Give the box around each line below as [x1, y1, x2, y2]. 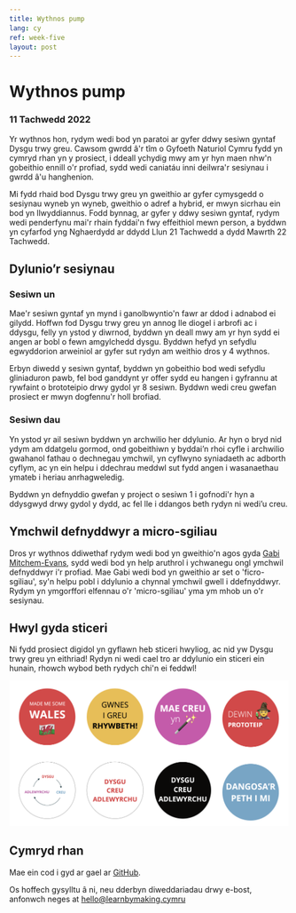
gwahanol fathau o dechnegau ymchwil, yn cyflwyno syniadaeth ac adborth [9, 453, 286, 464]
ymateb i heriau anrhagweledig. [9, 472, 125, 482]
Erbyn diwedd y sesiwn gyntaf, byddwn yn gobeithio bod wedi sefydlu [9, 363, 266, 374]
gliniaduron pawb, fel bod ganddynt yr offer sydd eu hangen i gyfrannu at [9, 373, 277, 384]
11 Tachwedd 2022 [9, 114, 91, 126]
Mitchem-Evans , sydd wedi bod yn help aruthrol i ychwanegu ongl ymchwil [9, 557, 284, 568]
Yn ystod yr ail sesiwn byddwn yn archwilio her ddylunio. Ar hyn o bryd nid [9, 433, 282, 444]
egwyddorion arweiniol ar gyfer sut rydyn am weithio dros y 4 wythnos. [9, 346, 270, 357]
